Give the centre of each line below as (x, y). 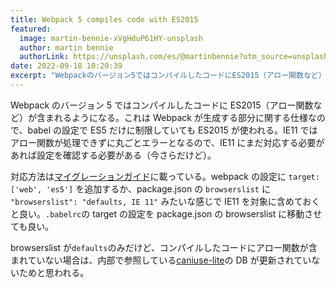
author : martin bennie (66, 47)
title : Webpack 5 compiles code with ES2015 (104, 19)
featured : (31, 29)
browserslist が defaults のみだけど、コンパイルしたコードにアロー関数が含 (164, 247)
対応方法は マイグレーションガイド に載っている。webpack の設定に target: (165, 176)
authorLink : (44, 57)
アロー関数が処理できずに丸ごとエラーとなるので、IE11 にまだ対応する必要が (167, 142)
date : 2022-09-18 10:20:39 (66, 66)
